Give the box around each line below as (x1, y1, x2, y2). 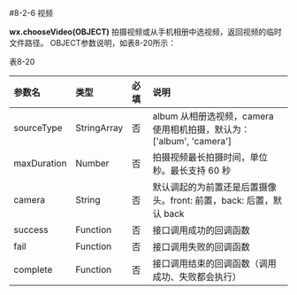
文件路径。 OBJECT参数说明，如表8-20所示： (9, 38, 177, 48)
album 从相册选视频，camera (152, 110, 274, 122)
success (13, 224, 49, 236)
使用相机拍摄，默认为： (152, 123, 250, 136)
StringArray (74, 122, 124, 134)
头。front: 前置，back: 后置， (152, 194, 274, 206)
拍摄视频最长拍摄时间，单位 (152, 151, 268, 163)
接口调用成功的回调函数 (152, 224, 250, 237)
